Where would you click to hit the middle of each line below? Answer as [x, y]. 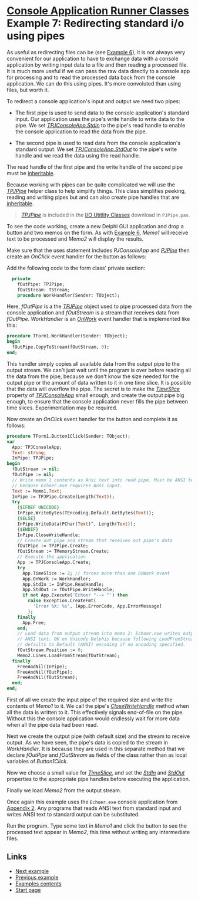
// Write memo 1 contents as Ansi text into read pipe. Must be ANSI [99, 480]
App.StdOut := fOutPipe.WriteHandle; [68, 590]
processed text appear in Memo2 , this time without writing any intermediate [98, 832]
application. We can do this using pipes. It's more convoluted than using [94, 83]
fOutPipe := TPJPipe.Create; [53, 546]
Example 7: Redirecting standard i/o [95, 23]
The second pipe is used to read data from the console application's [98, 143]
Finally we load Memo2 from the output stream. [64, 790]
